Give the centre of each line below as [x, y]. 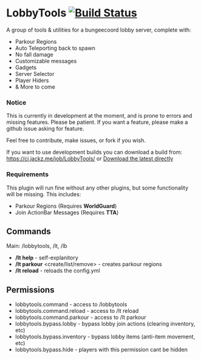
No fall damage [34, 54]
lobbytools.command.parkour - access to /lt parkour [80, 317]
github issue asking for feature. [45, 129]
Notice [16, 102]
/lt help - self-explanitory [47, 258]
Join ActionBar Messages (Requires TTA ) [67, 212]
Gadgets [26, 67]
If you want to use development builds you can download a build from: [94, 152]
